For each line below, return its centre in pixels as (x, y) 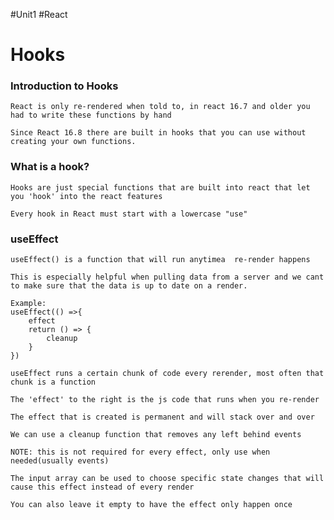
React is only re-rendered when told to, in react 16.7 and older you (160, 107)
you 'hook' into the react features (86, 196)
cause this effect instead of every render (102, 487)
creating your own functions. (73, 142)
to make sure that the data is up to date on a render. (129, 286)
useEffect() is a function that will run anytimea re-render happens (160, 260)
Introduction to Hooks (64, 86)
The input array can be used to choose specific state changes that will (167, 479)
